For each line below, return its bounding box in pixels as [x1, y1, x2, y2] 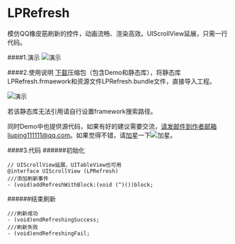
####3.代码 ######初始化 [7, 146, 85, 154]
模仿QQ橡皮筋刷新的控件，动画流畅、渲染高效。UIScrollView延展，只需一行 [7, 29, 228, 37]
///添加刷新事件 [7, 175, 49, 182]
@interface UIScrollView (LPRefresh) [7, 168, 119, 175]
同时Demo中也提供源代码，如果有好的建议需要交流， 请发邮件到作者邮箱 [7, 122, 217, 130]
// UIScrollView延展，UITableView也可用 [7, 161, 122, 168]
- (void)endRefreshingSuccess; [7, 216, 100, 223]
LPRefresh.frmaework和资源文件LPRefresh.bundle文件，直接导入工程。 [7, 76, 216, 86]
